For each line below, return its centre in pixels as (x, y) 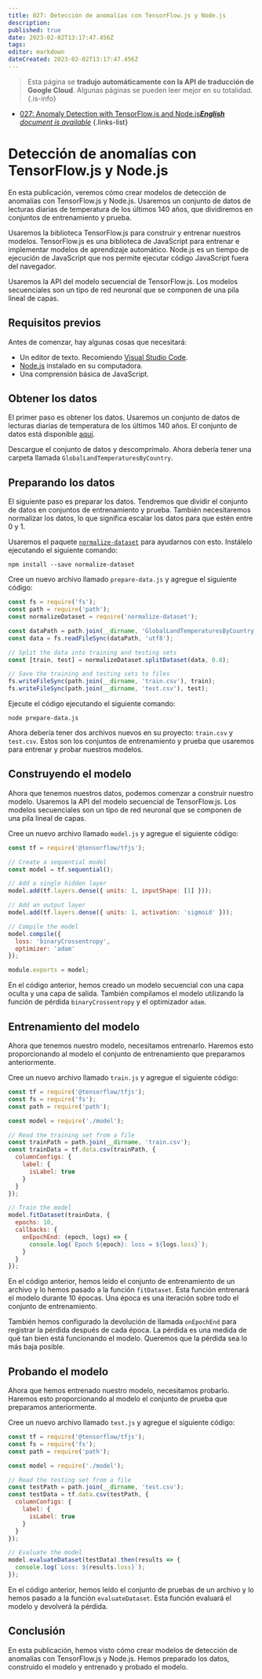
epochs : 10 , (35, 1222)
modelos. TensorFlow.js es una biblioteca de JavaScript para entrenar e (124, 241)
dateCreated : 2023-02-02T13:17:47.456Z (73, 60)
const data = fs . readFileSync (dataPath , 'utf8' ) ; (91, 638)
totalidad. (238, 90)
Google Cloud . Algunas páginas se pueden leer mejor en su (124, 90)
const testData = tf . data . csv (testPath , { (78, 1495)
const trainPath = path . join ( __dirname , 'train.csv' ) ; (100, 1142)
